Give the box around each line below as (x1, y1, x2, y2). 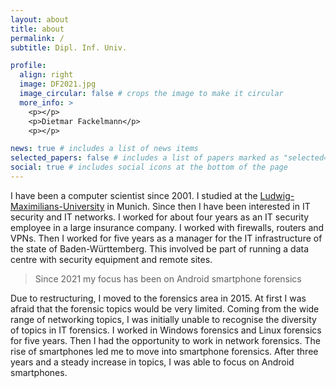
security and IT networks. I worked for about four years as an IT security (10, 211, 310, 223)
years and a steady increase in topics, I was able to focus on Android (10, 356, 295, 368)
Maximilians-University (10, 200, 105, 212)
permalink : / (10, 33, 65, 43)
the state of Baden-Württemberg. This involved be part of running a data (10, 242, 309, 255)
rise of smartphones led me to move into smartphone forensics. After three (10, 345, 319, 357)
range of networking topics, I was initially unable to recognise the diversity (10, 313, 317, 325)
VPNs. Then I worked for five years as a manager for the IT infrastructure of (10, 232, 323, 244)
